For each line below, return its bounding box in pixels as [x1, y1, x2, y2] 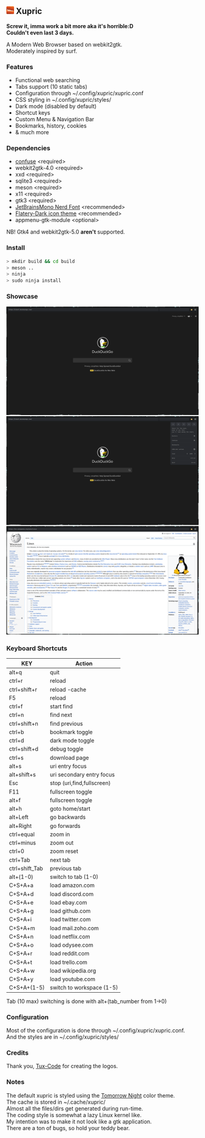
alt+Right [9, 822, 32, 829]
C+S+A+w [9, 966, 35, 974]
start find [49, 703, 73, 710]
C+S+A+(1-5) [9, 984, 45, 992]
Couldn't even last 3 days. [6, 29, 74, 36]
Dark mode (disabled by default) [15, 102, 97, 110]
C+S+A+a [9, 882, 34, 889]
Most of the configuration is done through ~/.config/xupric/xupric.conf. [6, 1027, 185, 1034]
